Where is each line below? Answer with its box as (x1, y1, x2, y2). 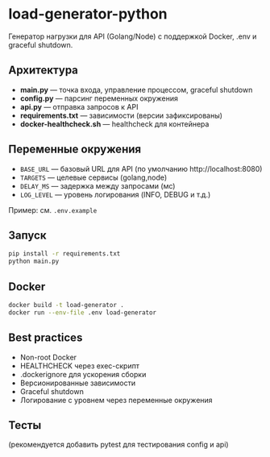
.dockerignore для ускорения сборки (19, 369, 147, 379)
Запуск (8, 228, 47, 242)
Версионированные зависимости (19, 378, 135, 388)
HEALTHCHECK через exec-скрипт (19, 360, 139, 371)
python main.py (8, 257, 60, 266)
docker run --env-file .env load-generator (8, 308, 157, 317)
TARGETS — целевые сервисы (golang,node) (19, 172, 168, 182)
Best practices (8, 331, 83, 345)
